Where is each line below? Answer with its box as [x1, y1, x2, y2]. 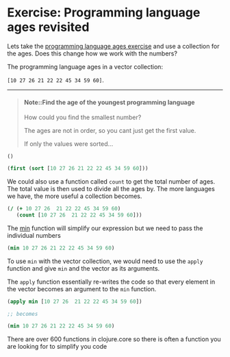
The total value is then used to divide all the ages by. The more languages [7, 185, 216, 193]
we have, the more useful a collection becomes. [7, 192, 142, 200]
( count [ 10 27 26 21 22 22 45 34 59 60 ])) [16, 211, 142, 219]
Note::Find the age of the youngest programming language [23, 98, 195, 106]
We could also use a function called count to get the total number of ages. [7, 177, 216, 186]
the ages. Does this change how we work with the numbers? [7, 49, 178, 58]
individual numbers [7, 231, 62, 239]
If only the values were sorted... [23, 140, 114, 148]
